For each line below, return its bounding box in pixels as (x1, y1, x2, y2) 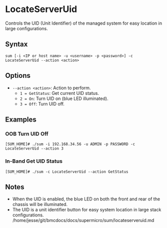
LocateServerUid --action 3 (5, 146, 64, 151)
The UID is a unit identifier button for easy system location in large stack (12, 207, 161, 213)
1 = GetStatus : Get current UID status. (19, 90, 99, 96)
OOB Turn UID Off (5, 130, 48, 137)
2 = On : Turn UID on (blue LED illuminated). (19, 95, 108, 101)
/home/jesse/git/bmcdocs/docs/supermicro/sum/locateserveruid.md (12, 217, 154, 223)
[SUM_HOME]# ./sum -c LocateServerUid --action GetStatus (5, 169, 128, 174)
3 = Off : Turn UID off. (19, 100, 65, 106)
